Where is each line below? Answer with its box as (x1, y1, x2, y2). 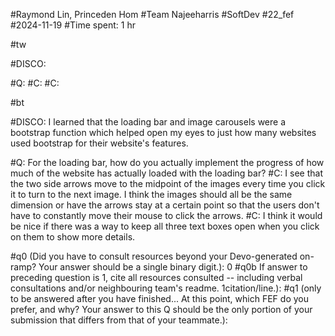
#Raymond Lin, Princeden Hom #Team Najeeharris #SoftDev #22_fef (10, 9, 295, 20)
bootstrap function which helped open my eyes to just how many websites (10, 127, 317, 138)
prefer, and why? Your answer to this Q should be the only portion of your (10, 304, 313, 315)
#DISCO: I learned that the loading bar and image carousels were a (10, 116, 286, 128)
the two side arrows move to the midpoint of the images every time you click (10, 178, 326, 189)
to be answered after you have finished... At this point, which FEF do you (10, 293, 309, 304)
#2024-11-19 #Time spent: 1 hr (10, 19, 136, 31)
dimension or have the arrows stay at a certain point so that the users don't (10, 199, 320, 211)
